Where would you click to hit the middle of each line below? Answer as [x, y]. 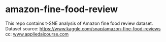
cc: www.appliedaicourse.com [37, 34]
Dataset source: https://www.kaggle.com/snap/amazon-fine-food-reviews [83, 28]
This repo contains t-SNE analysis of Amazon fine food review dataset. [79, 23]
